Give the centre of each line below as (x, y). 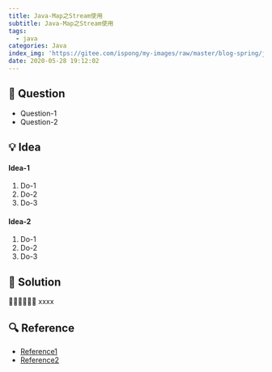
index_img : (27, 53)
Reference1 (39, 352)
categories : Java (38, 46)
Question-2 (39, 121)
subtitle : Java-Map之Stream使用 (61, 23)
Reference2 (39, 360)
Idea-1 (19, 167)
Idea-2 (20, 221)
